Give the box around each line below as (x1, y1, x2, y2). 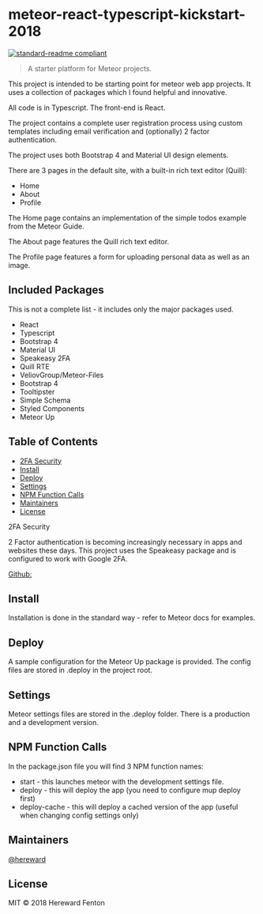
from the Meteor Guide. (8, 221, 85, 231)
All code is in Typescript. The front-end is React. (8, 103, 166, 112)
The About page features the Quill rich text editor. (8, 236, 170, 246)
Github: (8, 569, 32, 579)
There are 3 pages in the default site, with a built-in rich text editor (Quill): (8, 165, 247, 175)
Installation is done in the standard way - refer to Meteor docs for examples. (8, 613, 256, 622)
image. (8, 260, 31, 270)
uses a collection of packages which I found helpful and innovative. (8, 87, 227, 96)
